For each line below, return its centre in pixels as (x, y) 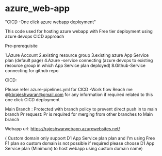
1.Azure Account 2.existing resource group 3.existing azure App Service (77, 55)
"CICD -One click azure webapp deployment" (50, 22)
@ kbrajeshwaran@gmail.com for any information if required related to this (79, 94)
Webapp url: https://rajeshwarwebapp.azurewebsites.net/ (63, 128)
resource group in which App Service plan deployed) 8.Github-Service (75, 65)
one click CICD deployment (32, 99)
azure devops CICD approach (35, 36)
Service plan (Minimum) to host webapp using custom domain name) (74, 148)
